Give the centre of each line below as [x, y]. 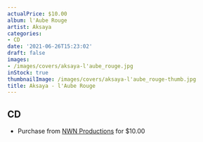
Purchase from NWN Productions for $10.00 [81, 131]
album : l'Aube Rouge [38, 20]
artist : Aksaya [30, 27]
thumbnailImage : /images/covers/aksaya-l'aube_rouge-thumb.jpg [102, 79]
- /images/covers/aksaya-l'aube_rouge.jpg [70, 66]
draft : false [26, 53]
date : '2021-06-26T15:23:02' [50, 46]
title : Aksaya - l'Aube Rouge [52, 86]
